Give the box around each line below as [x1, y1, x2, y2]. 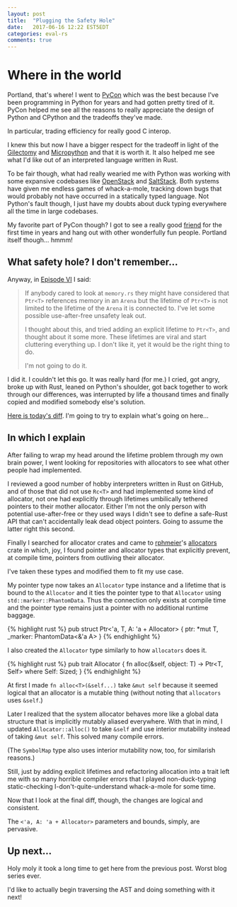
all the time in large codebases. [7, 207, 99, 216]
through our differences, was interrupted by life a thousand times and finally [7, 390, 229, 399]
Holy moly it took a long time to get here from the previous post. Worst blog [7, 864, 228, 872]
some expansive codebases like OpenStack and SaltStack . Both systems [7, 177, 219, 186]
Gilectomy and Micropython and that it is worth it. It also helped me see [7, 148, 216, 156]
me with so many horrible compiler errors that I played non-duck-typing [7, 775, 216, 783]
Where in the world [7, 67, 122, 84]
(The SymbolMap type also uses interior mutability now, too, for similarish [7, 746, 216, 754]
